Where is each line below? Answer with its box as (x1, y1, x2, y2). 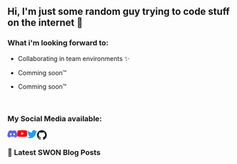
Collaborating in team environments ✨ (17, 54, 130, 62)
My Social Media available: (7, 114, 102, 124)
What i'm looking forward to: (7, 38, 109, 48)
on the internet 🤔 (7, 17, 84, 29)
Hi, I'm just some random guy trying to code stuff (7, 6, 230, 18)
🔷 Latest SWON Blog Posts (7, 147, 101, 157)
